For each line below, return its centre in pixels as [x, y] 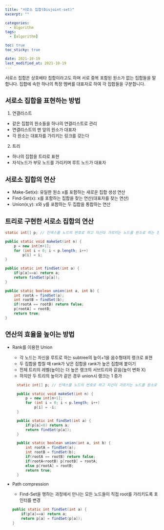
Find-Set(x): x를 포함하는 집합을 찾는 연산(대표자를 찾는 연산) [71, 198]
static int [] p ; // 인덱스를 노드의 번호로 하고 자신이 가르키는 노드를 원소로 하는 [80, 233]
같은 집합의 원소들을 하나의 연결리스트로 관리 [55, 124]
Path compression [30, 484]
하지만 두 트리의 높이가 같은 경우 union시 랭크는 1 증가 [71, 375]
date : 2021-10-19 [23, 59]
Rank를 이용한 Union [32, 347]
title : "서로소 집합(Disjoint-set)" [40, 10]
